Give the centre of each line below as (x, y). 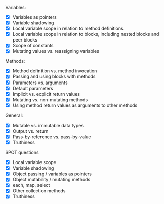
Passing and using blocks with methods (54, 77)
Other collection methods (39, 191)
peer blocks (25, 40)
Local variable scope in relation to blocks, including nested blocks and (86, 34)
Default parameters (33, 88)
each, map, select (31, 185)
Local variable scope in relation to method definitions (68, 29)
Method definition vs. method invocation (55, 71)
